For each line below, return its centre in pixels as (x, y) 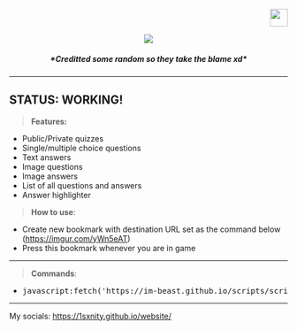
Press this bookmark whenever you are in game (109, 248)
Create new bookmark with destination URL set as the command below (151, 229)
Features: (49, 121)
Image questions (52, 166)
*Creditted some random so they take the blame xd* (148, 58)
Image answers (49, 176)
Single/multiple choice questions (81, 148)
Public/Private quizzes (63, 138)
